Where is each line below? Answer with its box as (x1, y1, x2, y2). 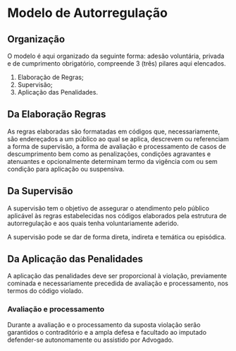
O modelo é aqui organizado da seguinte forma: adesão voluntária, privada (7, 52, 225, 60)
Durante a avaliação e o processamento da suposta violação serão (7, 320, 201, 329)
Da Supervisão (7, 185, 73, 197)
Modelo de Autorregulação (7, 5, 168, 21)
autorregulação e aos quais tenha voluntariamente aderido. (7, 219, 179, 227)
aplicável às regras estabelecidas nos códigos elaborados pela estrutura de (7, 211, 227, 220)
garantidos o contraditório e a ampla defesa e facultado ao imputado (7, 328, 206, 336)
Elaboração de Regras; (17, 73, 84, 81)
